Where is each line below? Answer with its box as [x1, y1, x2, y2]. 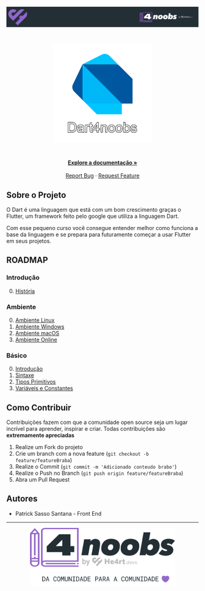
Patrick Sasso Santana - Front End [15, 510, 102, 517]
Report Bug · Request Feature [65, 172, 140, 179]
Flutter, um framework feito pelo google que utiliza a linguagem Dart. [6, 212, 179, 220]
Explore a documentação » [68, 159, 137, 166]
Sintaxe [15, 371, 35, 379]
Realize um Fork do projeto [15, 444, 84, 451]
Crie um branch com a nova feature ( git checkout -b [15, 450, 149, 458]
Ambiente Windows [15, 322, 65, 330]
